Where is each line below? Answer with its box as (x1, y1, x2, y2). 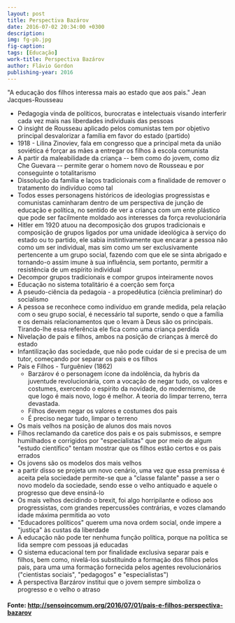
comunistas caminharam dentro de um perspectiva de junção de (17, 198, 204, 206)
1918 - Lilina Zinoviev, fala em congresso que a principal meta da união (17, 139, 222, 147)
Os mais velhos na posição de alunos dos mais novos (17, 421, 172, 430)
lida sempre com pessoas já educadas (17, 540, 129, 549)
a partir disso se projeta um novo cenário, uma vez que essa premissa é (17, 466, 225, 475)
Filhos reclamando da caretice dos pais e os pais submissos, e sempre (17, 428, 222, 437)
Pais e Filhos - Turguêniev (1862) (17, 362, 113, 370)
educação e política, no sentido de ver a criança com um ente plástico (17, 206, 220, 214)
